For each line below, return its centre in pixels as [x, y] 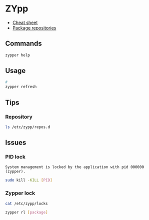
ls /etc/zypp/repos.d [28, 127]
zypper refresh [21, 87]
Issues [16, 143]
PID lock [15, 157]
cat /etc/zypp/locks [27, 203]
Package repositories [34, 27]
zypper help [17, 55]
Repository [19, 116]
